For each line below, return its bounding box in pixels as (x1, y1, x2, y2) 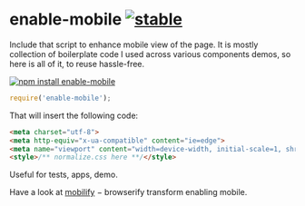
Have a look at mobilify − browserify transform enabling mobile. (9, 187, 248, 198)
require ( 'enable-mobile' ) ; (9, 93, 112, 103)
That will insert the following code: (9, 110, 139, 121)
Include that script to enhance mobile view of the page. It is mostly (9, 39, 259, 50)
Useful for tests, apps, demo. (9, 169, 118, 181)
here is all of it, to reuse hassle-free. (9, 58, 145, 69)
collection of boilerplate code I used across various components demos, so (9, 48, 291, 59)
